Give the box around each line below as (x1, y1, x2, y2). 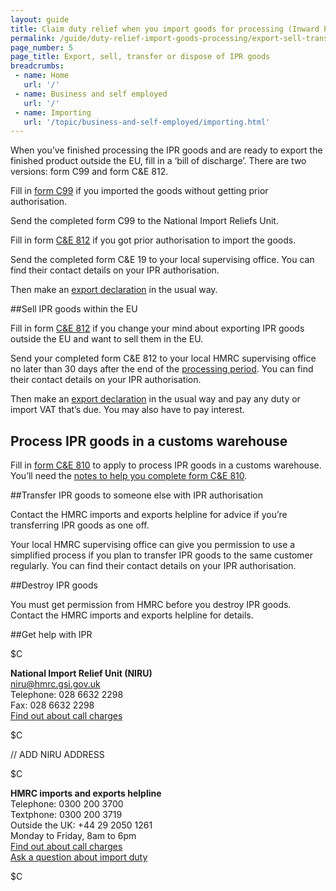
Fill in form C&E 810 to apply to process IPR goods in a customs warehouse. (10, 459, 322, 471)
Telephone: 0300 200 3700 (10, 798, 124, 810)
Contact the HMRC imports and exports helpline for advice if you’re (10, 509, 288, 521)
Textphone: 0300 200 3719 (10, 809, 123, 821)
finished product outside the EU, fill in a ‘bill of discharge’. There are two (10, 155, 307, 167)
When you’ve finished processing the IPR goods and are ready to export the (10, 144, 323, 156)
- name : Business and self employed (14, 89, 168, 99)
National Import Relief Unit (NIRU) (10, 667, 153, 680)
